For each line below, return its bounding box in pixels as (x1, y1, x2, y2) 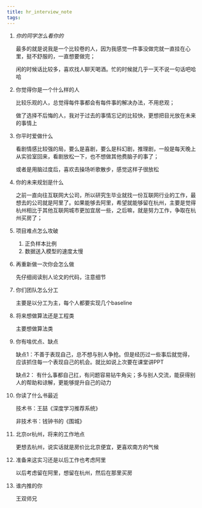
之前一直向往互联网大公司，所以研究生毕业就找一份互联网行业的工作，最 (15, 191, 196, 198)
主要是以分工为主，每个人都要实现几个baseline (15, 299, 132, 306)
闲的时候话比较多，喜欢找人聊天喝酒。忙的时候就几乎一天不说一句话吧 (15, 65, 191, 73)
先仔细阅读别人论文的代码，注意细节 (15, 273, 106, 280)
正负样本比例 (24, 240, 57, 247)
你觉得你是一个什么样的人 (15, 86, 80, 93)
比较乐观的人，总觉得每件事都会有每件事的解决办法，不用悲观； (15, 98, 175, 106)
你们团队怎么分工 (15, 286, 59, 293)
